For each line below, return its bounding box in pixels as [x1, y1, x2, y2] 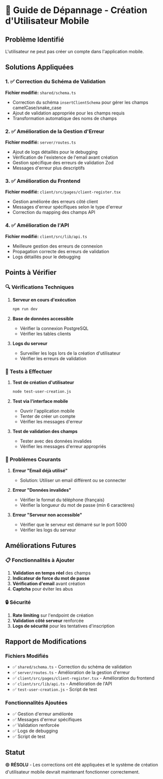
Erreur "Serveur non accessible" [12, 512, 83, 518]
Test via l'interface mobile [12, 398, 69, 404]
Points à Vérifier [5, 268, 57, 277]
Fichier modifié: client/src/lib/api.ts [5, 233, 87, 239]
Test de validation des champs [12, 428, 78, 434]
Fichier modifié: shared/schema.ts [5, 89, 76, 95]
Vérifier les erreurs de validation [20, 356, 87, 362]
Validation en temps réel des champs [12, 570, 91, 576]
